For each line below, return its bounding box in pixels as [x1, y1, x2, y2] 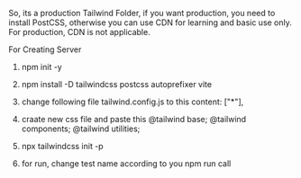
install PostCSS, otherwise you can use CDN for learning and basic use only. [8, 17, 292, 28]
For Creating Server [8, 44, 82, 55]
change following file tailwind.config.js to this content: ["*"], [21, 96, 244, 107]
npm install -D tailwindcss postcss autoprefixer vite [21, 79, 213, 89]
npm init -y [21, 62, 62, 72]
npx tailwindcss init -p [21, 141, 105, 151]
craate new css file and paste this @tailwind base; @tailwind [21, 114, 247, 124]
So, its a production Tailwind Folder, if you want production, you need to [8, 8, 276, 18]
